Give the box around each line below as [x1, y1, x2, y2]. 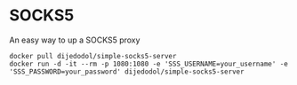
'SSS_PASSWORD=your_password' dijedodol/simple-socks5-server [9, 67, 245, 76]
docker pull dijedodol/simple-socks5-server [9, 51, 177, 60]
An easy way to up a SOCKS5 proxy [9, 35, 140, 45]
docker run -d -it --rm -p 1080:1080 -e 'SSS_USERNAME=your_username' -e [9, 59, 289, 68]
